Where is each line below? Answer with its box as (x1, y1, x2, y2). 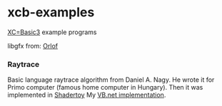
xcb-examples (7, 4, 95, 21)
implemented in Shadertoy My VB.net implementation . (7, 90, 166, 100)
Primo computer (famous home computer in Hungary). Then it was (7, 83, 203, 92)
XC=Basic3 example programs (7, 28, 98, 36)
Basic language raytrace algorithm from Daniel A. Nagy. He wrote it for (7, 75, 215, 84)
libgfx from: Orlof (7, 41, 59, 50)
